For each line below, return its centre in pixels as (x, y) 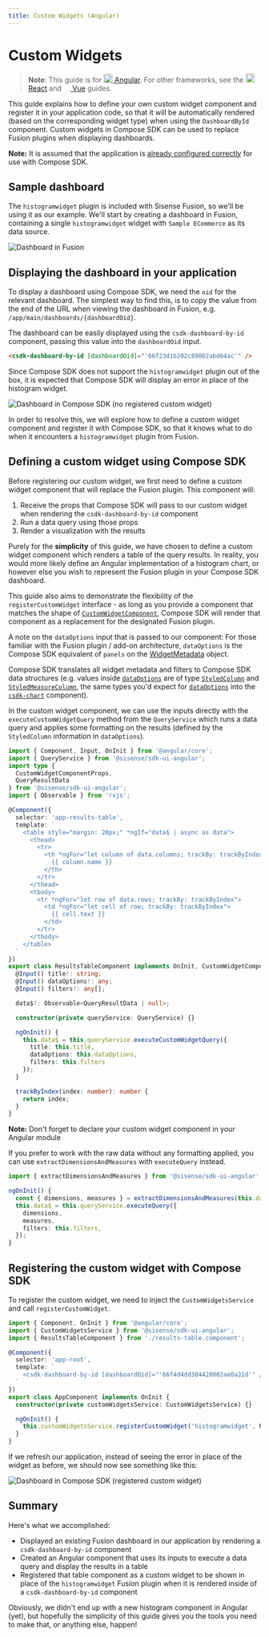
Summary (33, 1506)
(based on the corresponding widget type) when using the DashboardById (129, 120)
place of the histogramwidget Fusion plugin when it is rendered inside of (139, 1583)
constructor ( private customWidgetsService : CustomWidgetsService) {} (134, 1405)
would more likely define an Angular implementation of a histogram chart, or (134, 563)
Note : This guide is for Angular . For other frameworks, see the (136, 79)
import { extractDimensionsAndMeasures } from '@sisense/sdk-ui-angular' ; (136, 1176)
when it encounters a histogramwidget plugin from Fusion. (104, 437)
